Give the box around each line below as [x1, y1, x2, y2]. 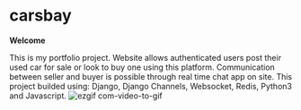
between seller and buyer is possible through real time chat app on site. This [9, 71, 293, 81]
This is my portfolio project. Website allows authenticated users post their [9, 52, 281, 63]
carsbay [9, 5, 72, 26]
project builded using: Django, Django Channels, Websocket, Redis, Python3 [9, 80, 292, 91]
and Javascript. [9, 90, 67, 101]
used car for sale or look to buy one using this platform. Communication [9, 62, 276, 72]
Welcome [9, 35, 46, 46]
